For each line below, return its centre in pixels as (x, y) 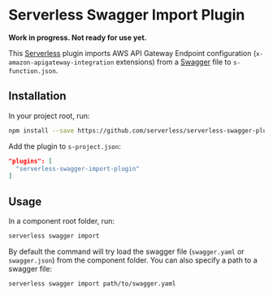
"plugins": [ (30, 161)
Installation (37, 96)
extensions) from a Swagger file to (173, 62)
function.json (32, 71)
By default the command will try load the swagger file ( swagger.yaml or (127, 251)
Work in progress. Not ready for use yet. (78, 37)
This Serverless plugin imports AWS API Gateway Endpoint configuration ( (132, 53)
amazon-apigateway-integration (61, 63)
